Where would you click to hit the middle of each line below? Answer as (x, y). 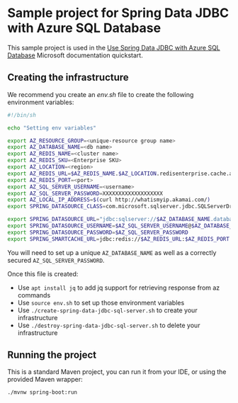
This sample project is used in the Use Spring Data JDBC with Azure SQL (114, 47)
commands (34, 295)
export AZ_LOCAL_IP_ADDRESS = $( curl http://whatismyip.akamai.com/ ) (109, 200)
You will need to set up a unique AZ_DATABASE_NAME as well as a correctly (112, 252)
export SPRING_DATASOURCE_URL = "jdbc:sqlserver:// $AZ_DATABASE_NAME (109, 220)
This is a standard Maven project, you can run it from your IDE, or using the (117, 372)
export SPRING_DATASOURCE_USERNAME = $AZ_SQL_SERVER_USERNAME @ (100, 226)
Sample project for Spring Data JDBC (118, 13)
